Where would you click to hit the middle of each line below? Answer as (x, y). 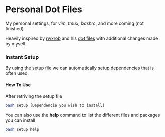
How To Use (18, 85)
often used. (17, 73)
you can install (20, 120)
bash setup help (22, 130)
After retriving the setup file (34, 96)
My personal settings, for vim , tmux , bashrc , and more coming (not (75, 23)
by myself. (16, 43)
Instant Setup (22, 57)
